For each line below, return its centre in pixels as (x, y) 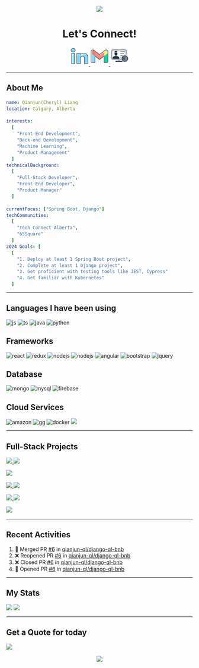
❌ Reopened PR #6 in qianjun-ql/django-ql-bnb (73, 555)
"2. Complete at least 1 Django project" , (70, 265)
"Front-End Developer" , (46, 184)
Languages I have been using (61, 308)
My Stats (23, 593)
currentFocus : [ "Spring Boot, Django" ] (55, 209)
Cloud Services (35, 407)
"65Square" (30, 234)
